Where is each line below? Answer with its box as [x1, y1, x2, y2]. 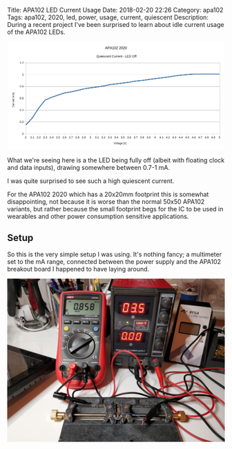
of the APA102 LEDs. [7, 28, 66, 36]
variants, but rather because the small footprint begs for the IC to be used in [7, 204, 224, 213]
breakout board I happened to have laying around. [7, 265, 150, 274]
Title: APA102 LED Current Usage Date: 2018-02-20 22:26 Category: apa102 [7, 6, 224, 14]
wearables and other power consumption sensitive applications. [7, 212, 189, 220]
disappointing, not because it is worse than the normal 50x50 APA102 [7, 197, 205, 206]
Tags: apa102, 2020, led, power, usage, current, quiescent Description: [7, 13, 209, 21]
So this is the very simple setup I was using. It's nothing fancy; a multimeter [7, 250, 222, 258]
